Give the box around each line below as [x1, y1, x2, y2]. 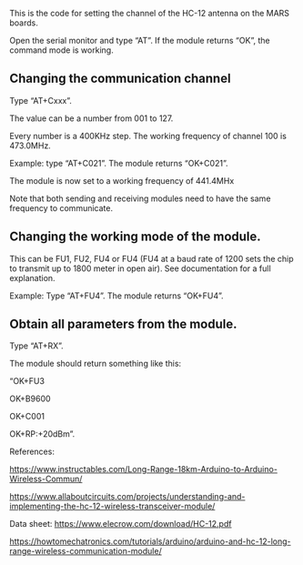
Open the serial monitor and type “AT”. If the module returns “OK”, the [9, 35, 270, 45]
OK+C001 [9, 411, 45, 422]
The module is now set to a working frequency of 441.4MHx [9, 175, 235, 186]
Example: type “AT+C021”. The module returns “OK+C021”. [9, 157, 228, 168]
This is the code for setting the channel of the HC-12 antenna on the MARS [9, 8, 289, 18]
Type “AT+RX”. [9, 340, 64, 351]
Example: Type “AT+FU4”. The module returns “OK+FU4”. [9, 290, 225, 301]
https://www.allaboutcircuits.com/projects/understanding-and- [9, 491, 246, 502]
